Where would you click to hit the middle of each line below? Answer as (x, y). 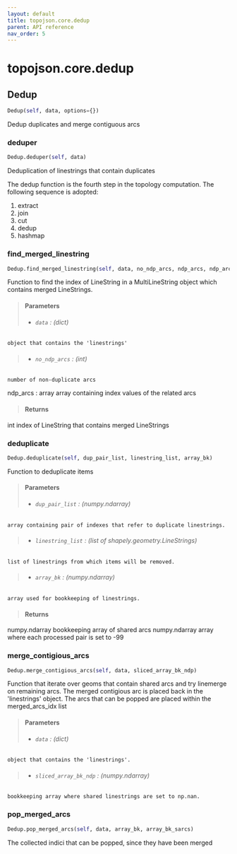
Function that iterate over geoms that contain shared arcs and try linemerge (117, 684)
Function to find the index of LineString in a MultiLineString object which (112, 282)
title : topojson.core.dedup (49, 21)
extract (28, 206)
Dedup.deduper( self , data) (47, 157)
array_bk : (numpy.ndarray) (75, 578)
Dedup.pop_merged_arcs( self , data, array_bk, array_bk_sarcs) (101, 829)
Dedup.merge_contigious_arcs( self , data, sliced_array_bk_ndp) (102, 670)
